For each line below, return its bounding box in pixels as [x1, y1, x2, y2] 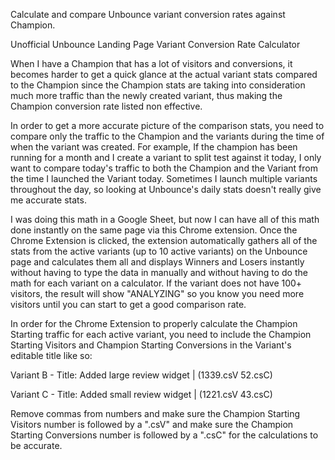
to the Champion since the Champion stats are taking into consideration [10, 79, 306, 91]
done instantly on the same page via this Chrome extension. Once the [10, 224, 298, 236]
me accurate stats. [10, 194, 87, 206]
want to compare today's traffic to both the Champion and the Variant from [10, 162, 318, 174]
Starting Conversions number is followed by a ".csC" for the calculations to [10, 429, 319, 441]
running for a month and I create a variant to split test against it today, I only [10, 152, 322, 163]
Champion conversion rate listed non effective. [10, 100, 203, 112]
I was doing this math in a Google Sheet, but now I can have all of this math [10, 214, 320, 225]
